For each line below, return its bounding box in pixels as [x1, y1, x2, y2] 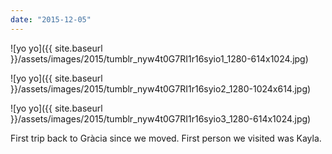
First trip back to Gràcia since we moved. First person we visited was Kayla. [10, 132, 322, 144]
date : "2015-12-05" [10, 14, 92, 25]
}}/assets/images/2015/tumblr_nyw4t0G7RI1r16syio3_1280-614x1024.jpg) [10, 112, 312, 125]
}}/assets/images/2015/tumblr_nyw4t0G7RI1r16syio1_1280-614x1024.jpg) [10, 52, 309, 65]
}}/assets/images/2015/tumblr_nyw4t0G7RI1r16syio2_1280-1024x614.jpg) [10, 82, 312, 95]
